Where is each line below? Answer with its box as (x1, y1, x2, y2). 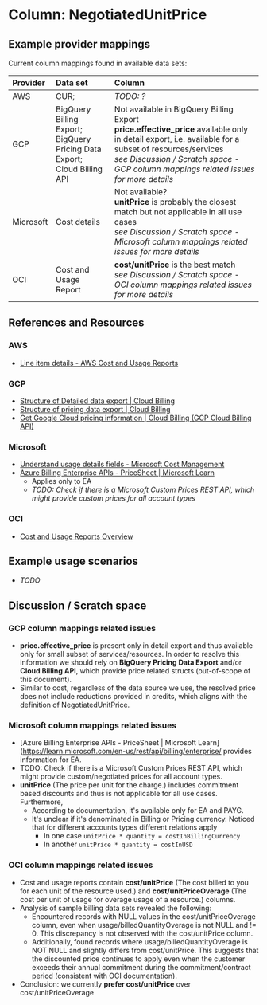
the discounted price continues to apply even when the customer (31, 954, 246, 964)
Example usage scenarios (8, 554, 139, 567)
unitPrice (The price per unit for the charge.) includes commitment (19, 780, 239, 790)
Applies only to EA (31, 477, 92, 486)
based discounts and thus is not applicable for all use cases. (19, 789, 219, 799)
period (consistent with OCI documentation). (31, 971, 177, 980)
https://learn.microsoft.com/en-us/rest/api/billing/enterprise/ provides (22, 747, 252, 756)
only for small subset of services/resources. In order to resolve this (19, 650, 240, 659)
